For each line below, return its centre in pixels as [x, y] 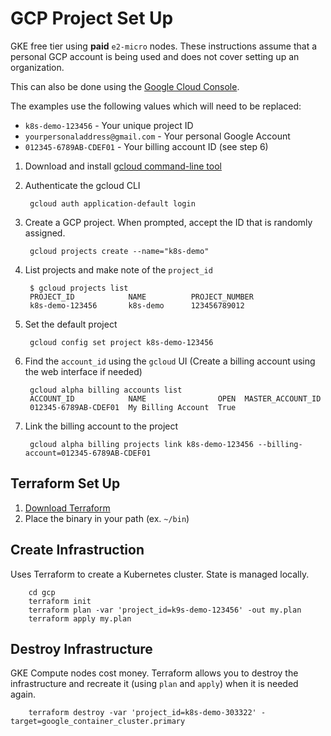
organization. [37, 67]
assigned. [45, 233]
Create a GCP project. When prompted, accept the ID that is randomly [168, 222]
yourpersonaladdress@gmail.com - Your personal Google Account [157, 136]
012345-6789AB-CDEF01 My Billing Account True [133, 407]
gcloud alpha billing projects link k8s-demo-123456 [141, 444]
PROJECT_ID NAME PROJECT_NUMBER [141, 297]
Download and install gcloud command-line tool [123, 166]
